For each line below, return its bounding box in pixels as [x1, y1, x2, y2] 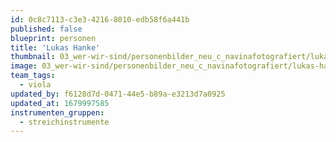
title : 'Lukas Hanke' [10, 42, 101, 53]
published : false [10, 24, 83, 34]
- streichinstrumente [19, 117, 110, 127]
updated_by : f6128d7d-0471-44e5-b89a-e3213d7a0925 [10, 89, 226, 99]
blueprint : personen [10, 33, 97, 43]
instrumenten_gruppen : [10, 107, 105, 118]
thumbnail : [10, 52, 56, 62]
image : [10, 61, 38, 71]
